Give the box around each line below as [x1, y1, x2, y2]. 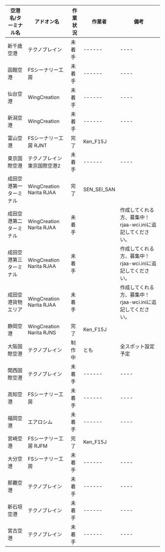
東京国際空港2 [27, 162, 61, 169]
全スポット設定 [120, 343, 155, 349]
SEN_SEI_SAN [83, 186, 115, 193]
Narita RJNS [27, 329, 56, 336]
